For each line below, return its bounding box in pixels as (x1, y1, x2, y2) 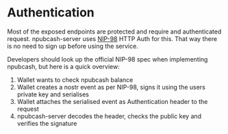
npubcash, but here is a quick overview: (7, 62, 120, 70)
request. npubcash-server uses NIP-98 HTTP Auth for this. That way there (7, 34, 218, 42)
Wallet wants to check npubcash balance (16, 75, 134, 83)
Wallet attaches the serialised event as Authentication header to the (16, 97, 208, 105)
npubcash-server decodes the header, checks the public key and (16, 111, 202, 120)
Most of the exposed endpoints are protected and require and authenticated (7, 27, 222, 36)
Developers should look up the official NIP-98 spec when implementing (7, 55, 208, 63)
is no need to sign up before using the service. (7, 42, 138, 50)
